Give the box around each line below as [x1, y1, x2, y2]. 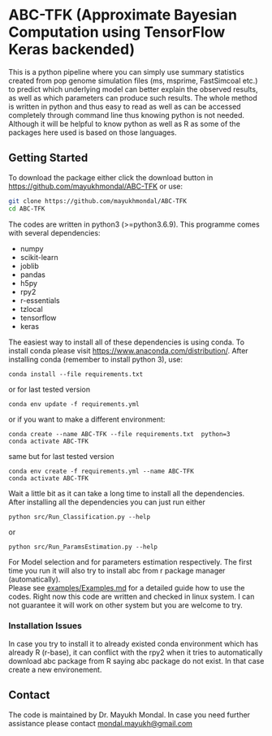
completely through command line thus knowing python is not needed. [8, 110, 245, 119]
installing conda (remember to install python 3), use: [8, 354, 183, 364]
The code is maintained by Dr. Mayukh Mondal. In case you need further [8, 709, 250, 720]
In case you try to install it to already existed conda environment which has [8, 639, 258, 648]
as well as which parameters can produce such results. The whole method [8, 93, 257, 102]
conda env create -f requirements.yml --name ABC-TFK [8, 467, 195, 475]
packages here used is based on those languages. [8, 128, 177, 137]
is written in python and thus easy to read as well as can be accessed [8, 102, 241, 111]
